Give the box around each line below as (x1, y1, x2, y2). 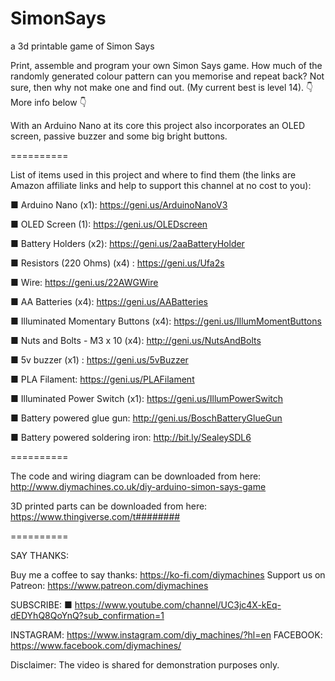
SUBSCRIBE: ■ (10, 598, 73, 611)
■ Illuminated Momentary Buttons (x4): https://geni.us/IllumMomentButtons (10, 315, 322, 327)
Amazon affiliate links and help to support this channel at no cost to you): (10, 179, 312, 191)
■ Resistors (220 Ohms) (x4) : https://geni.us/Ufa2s (10, 257, 225, 269)
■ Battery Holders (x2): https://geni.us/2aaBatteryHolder (10, 237, 245, 249)
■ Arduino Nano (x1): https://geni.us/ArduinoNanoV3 (10, 198, 228, 211)
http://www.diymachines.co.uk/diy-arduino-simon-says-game (10, 480, 267, 492)
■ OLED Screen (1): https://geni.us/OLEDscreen (10, 218, 208, 230)
